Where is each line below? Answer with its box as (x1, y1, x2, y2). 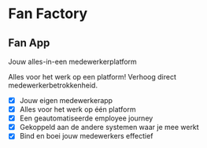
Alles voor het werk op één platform (19, 105, 136, 114)
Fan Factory (8, 5, 88, 23)
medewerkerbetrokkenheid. (8, 80, 98, 90)
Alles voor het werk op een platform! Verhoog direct (8, 72, 177, 81)
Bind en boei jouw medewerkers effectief (19, 131, 153, 141)
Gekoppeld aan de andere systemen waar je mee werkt (19, 123, 199, 132)
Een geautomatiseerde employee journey (19, 113, 153, 123)
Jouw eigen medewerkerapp (19, 96, 113, 105)
